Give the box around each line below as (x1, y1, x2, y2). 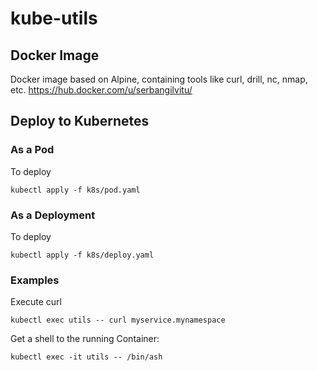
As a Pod (10, 143, 55, 157)
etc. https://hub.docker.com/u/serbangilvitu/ (10, 84, 193, 96)
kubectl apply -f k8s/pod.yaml (10, 185, 141, 195)
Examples (10, 273, 60, 287)
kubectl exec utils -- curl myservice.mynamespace (10, 315, 226, 326)
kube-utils (10, 7, 98, 30)
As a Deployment (10, 208, 96, 222)
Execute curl (10, 296, 62, 308)
